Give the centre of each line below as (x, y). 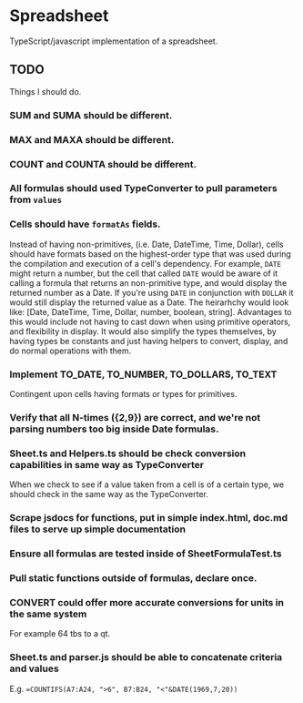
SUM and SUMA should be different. (91, 115)
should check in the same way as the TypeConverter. (109, 494)
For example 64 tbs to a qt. (60, 634)
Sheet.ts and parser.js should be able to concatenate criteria (146, 657)
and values (34, 668)
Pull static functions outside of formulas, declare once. (133, 578)
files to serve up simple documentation (98, 529)
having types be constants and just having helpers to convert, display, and (149, 341)
